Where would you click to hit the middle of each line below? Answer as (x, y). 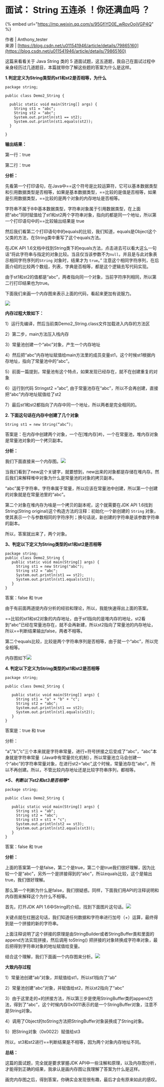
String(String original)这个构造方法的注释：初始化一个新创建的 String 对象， (82, 511)
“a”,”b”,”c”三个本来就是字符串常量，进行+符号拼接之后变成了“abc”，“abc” (79, 751)
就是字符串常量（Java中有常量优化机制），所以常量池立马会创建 (73, 757)
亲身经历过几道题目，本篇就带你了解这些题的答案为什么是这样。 (69, 67)
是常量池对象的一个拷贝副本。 (35, 440)
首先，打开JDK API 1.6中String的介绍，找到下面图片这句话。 (66, 907)
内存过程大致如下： (24, 313)
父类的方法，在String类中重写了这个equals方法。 (54, 237)
